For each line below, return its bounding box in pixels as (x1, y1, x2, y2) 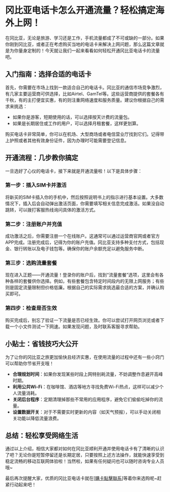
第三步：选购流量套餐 (5, 259, 57, 266)
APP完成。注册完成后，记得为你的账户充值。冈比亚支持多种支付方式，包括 (5, 239, 160, 245)
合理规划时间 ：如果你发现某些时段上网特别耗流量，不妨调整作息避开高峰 (12, 371, 163, 377)
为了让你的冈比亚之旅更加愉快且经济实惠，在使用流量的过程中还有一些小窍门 (5, 354, 164, 360)
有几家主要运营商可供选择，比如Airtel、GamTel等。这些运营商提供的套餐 (5, 90, 155, 96)
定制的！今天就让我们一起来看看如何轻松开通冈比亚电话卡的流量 (27, 47, 160, 53)
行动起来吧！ (9, 481, 36, 487)
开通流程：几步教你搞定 (5, 153, 78, 162)
